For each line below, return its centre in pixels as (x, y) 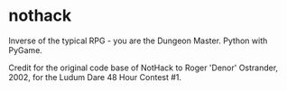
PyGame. (25, 50)
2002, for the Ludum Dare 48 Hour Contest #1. (95, 77)
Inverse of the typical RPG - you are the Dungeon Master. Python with (138, 41)
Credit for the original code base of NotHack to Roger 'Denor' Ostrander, (143, 68)
